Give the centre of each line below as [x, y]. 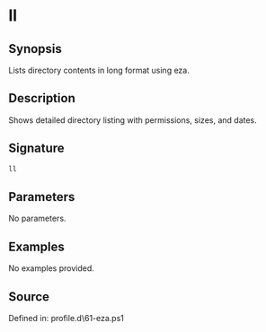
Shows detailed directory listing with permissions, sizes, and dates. [133, 120]
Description [42, 98]
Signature [36, 149]
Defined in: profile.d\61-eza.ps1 [66, 318]
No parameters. [37, 218]
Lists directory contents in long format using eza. [99, 70]
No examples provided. [52, 268]
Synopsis [35, 49]
